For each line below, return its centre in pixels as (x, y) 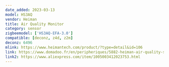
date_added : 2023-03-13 (30, 10)
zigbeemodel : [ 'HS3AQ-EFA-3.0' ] (39, 33)
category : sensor (23, 29)
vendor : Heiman (21, 19)
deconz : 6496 (19, 43)
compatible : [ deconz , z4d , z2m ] (39, 38)
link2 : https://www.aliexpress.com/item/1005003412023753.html (73, 57)
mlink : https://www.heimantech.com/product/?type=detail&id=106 (74, 47)
